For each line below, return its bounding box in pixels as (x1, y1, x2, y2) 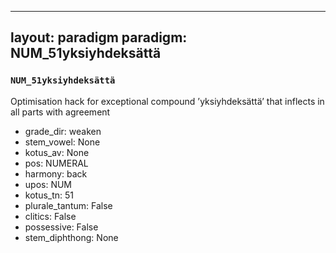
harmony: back (24, 167, 88, 180)
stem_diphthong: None (24, 231, 119, 243)
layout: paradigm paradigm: (10, 29, 188, 46)
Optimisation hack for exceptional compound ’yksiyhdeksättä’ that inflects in (10, 95, 325, 107)
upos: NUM (24, 178, 73, 190)
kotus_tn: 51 (24, 189, 75, 201)
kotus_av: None (24, 146, 90, 158)
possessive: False (24, 221, 99, 233)
